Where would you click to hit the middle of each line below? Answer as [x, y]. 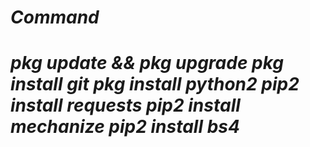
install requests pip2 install [125, 105]
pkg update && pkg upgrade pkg [147, 63]
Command [55, 17]
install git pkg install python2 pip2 [155, 84]
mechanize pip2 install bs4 [125, 127]
